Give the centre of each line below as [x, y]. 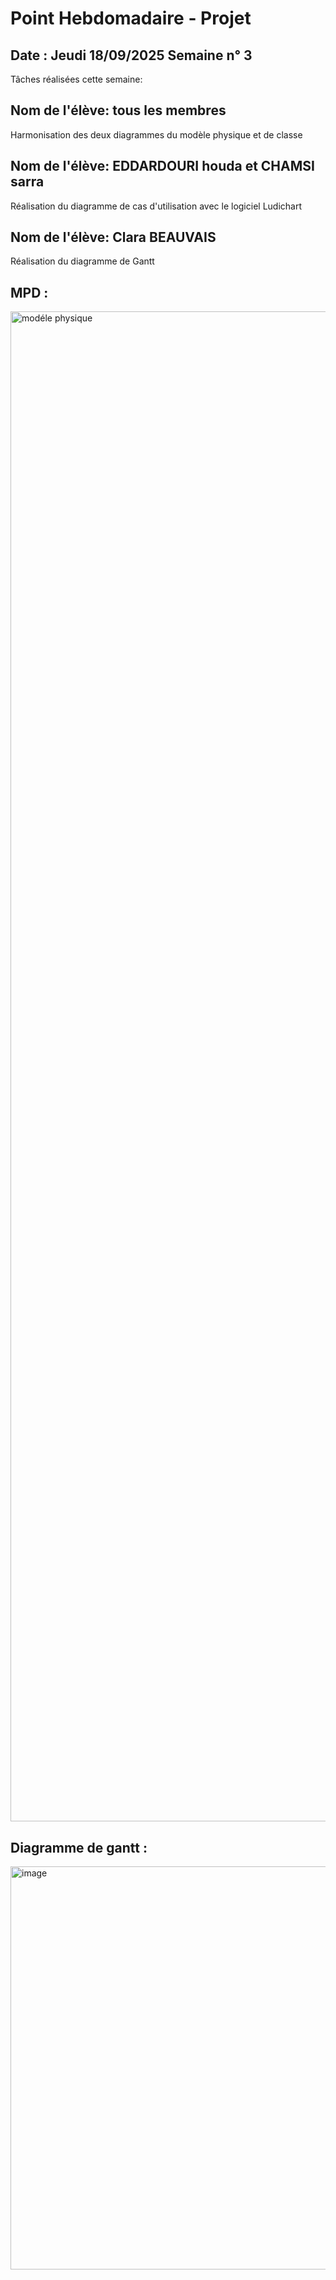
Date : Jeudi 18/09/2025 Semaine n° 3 [131, 55]
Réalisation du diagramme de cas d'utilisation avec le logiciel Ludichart [156, 206]
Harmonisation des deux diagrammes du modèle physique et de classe [156, 134]
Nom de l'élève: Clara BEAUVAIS [113, 237]
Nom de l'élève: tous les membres [118, 110]
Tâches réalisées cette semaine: [76, 79]
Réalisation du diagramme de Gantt [82, 261]
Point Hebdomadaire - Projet [131, 18]
